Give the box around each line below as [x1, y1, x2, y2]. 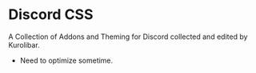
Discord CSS [8, 6, 94, 24]
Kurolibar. [8, 40, 40, 49]
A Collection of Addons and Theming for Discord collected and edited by [8, 32, 248, 41]
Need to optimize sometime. [19, 56, 114, 65]
